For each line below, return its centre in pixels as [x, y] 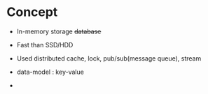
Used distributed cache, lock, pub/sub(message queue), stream [109, 58]
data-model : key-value [50, 72]
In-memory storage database [59, 31]
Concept [32, 12]
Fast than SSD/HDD [45, 45]
